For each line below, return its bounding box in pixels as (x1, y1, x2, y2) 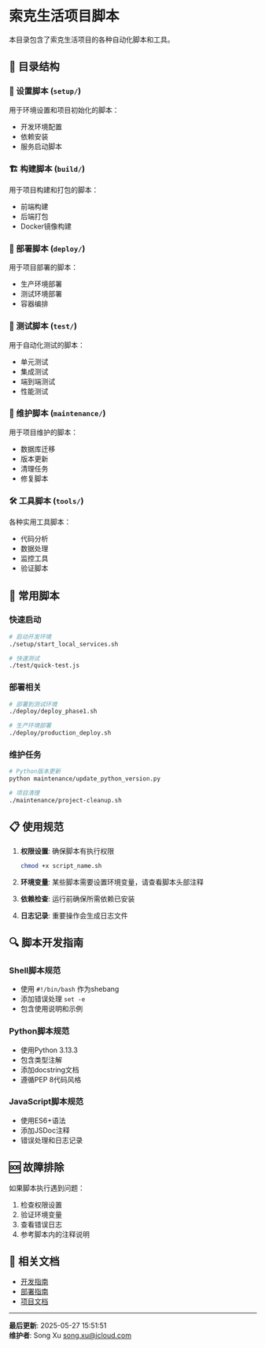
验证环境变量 (20, 1209, 62, 1219)
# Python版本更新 (9, 768, 61, 776)
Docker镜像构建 (20, 222, 72, 231)
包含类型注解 (20, 1055, 62, 1064)
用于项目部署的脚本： (9, 263, 78, 272)
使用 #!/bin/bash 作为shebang (20, 985, 120, 994)
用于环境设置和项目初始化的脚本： (9, 105, 120, 114)
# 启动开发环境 (9, 632, 52, 641)
